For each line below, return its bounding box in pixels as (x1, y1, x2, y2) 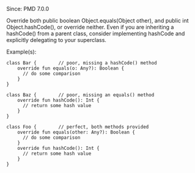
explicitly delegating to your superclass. (6, 37, 107, 43)
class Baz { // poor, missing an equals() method (6, 92, 155, 98)
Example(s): (6, 48, 37, 55)
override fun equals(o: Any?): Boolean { (17, 65, 124, 71)
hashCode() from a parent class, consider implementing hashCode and (6, 30, 185, 37)
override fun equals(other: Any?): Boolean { (17, 129, 136, 135)
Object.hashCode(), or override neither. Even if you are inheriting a (6, 24, 174, 30)
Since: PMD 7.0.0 (6, 5, 50, 12)
